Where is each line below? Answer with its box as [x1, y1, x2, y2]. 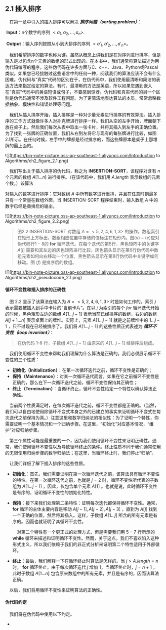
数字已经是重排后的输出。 [5, 203, 57, 209]
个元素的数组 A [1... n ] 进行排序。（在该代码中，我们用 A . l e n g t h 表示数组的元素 [5, 174, 161, 180]
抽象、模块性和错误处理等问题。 [9, 101, 75, 107]
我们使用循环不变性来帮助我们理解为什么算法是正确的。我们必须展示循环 [9, 350, 157, 356]
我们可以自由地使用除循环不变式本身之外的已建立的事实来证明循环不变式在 [5, 408, 157, 414]
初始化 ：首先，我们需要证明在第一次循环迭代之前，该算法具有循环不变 [12, 471, 156, 477]
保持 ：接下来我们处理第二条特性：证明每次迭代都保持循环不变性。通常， [12, 500, 160, 505]
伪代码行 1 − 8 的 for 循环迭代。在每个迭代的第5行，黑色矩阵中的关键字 [17, 241, 160, 247]
